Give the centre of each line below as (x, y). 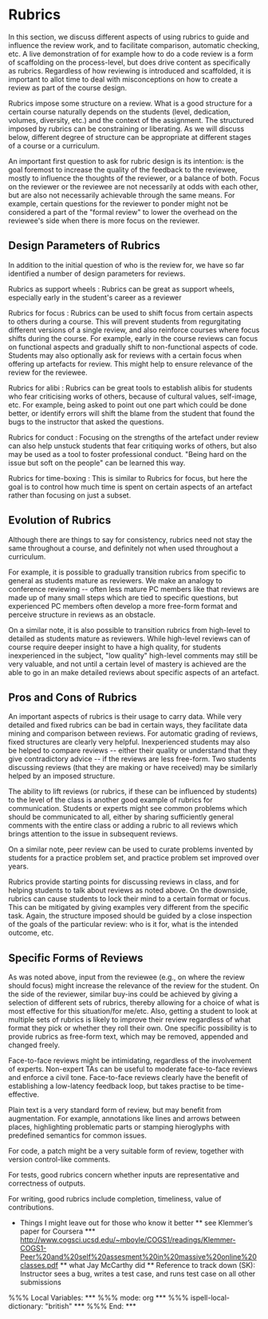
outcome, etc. (31, 933)
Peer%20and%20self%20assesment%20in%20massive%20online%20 (138, 1257)
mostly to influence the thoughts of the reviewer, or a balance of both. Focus (134, 178)
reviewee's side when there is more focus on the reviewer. (104, 220)
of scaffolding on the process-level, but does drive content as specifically (130, 62)
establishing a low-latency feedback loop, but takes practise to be (117, 1086)
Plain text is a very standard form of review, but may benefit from (115, 1110)
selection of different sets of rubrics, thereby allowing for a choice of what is (134, 1003)
